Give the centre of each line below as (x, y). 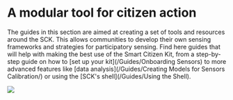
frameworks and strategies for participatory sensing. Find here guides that (114, 47)
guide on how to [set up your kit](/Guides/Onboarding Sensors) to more (124, 61)
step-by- (208, 54)
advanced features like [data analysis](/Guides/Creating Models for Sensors (116, 69)
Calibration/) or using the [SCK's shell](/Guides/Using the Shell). (99, 76)
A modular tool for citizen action (102, 13)
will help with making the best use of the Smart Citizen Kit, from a (101, 54)
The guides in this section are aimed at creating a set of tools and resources (116, 32)
